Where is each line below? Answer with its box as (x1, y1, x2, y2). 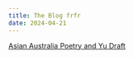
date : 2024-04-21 (8, 19, 67, 27)
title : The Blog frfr (8, 11, 82, 20)
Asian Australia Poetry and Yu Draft (8, 41, 126, 50)
